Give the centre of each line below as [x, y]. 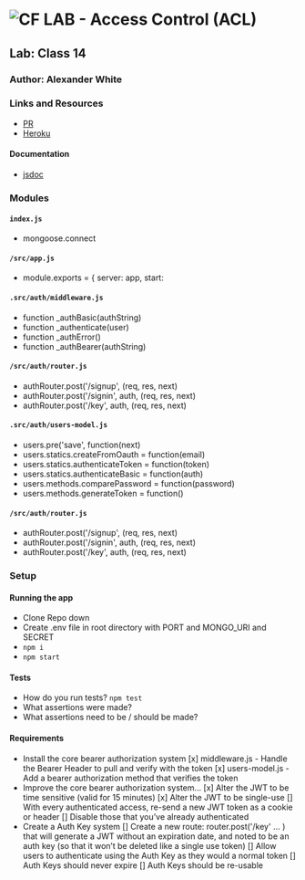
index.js [26, 219]
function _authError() [62, 337]
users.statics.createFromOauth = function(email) [114, 454]
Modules [30, 198]
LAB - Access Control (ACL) [150, 20]
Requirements [37, 739]
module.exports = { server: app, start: [93, 278]
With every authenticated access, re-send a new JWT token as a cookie [158, 807]
